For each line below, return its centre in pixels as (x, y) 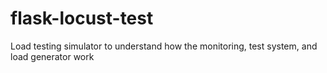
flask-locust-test (82, 18)
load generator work (52, 56)
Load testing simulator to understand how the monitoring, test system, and (164, 46)
